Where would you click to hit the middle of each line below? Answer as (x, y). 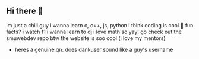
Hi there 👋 (25, 11)
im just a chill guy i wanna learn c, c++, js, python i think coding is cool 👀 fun (100, 25)
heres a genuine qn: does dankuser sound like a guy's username (94, 49)
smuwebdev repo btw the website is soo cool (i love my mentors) (86, 38)
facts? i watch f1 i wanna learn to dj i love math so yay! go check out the (94, 32)
